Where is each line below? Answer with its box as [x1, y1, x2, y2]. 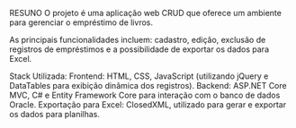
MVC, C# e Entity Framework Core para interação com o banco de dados [9, 90, 281, 100]
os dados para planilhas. [9, 109, 101, 119]
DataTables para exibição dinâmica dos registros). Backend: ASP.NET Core [9, 81, 287, 90]
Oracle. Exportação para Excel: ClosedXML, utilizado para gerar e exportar [9, 99, 286, 110]
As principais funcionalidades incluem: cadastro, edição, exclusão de [9, 35, 266, 45]
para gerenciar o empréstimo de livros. [9, 17, 153, 28]
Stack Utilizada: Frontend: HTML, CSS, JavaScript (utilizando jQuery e [9, 71, 269, 81]
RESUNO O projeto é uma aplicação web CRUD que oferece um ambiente [9, 8, 282, 18]
